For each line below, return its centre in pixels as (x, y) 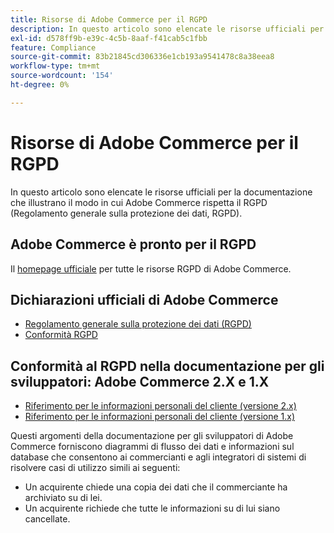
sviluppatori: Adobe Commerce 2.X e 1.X (140, 381)
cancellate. (47, 519)
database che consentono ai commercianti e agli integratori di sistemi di (158, 457)
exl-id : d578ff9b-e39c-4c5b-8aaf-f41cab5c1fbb (109, 38)
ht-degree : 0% (40, 85)
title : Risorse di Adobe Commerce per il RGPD (109, 19)
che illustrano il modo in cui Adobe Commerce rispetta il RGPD (139, 202)
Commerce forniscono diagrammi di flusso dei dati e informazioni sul (152, 447)
